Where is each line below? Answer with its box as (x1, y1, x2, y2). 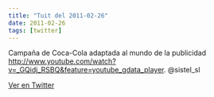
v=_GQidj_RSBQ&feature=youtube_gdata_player (8, 65, 165, 75)
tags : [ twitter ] (8, 26, 62, 34)
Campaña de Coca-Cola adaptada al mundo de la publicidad (8, 48, 207, 58)
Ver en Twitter (8, 80, 55, 90)
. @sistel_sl (163, 65, 200, 75)
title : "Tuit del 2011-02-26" (8, 11, 109, 20)
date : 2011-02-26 (8, 19, 66, 27)
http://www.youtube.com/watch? (8, 56, 117, 66)
